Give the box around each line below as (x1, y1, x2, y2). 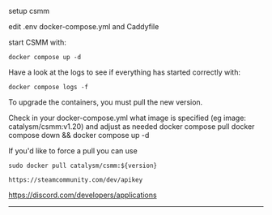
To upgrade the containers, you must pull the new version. (8, 97, 203, 107)
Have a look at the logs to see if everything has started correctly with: (8, 67, 241, 77)
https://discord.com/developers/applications (8, 190, 157, 200)
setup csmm (8, 6, 50, 15)
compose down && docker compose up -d (8, 131, 150, 140)
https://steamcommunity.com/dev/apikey (8, 176, 143, 184)
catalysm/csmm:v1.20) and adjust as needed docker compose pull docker (8, 122, 255, 131)
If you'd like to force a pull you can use (8, 146, 138, 156)
